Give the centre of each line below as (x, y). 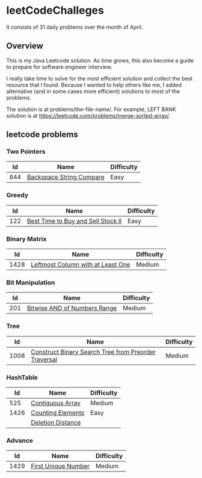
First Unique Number (60, 466)
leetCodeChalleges (55, 11)
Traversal (44, 359)
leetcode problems (42, 135)
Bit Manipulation (31, 282)
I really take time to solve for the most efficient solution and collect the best (99, 78)
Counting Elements (58, 413)
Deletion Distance (56, 422)
